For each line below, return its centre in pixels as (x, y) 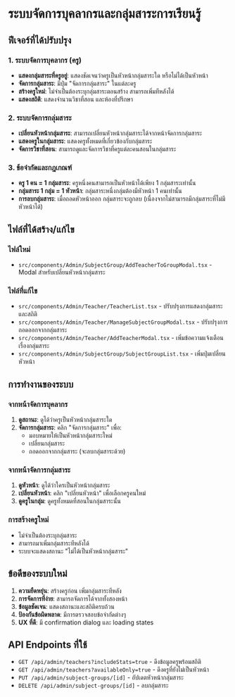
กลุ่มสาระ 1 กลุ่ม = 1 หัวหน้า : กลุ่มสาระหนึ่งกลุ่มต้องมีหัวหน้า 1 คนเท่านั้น (100, 191)
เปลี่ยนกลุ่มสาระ (47, 444)
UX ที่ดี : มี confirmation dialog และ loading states (86, 622)
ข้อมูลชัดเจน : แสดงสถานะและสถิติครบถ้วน (66, 606)
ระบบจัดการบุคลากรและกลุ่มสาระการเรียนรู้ (104, 14)
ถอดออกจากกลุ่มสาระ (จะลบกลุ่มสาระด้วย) (77, 451)
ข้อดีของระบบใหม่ (38, 573)
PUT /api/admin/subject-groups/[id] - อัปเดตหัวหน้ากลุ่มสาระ (101, 677)
